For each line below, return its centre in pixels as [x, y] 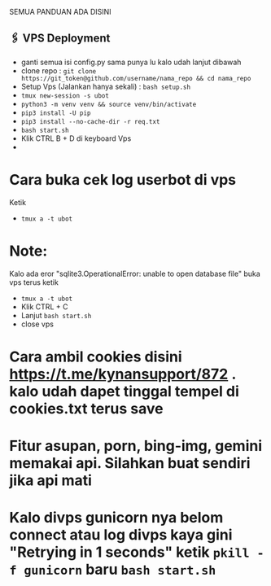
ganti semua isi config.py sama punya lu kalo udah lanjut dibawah [131, 62]
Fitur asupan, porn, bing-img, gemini [136, 446]
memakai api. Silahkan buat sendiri [130, 464]
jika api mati [51, 481]
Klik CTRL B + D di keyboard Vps [76, 138]
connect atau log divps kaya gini [121, 535]
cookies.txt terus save [86, 408]
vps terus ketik [34, 282]
